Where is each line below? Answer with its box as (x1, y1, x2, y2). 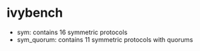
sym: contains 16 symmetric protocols (16, 28, 128, 36)
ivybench (6, 5, 63, 21)
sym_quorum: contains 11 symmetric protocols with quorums (16, 35, 194, 43)
